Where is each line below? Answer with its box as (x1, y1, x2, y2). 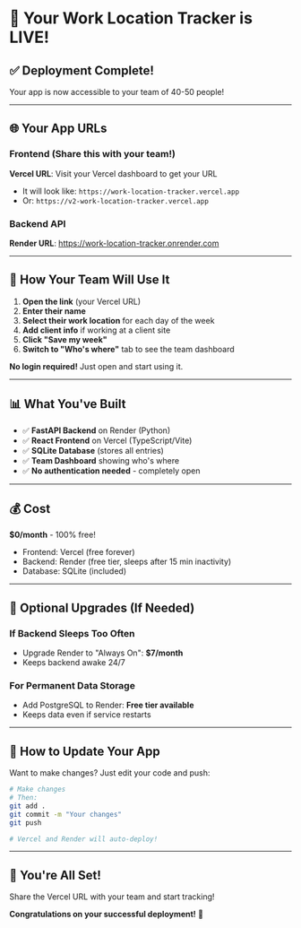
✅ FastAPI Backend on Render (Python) (21, 425, 171, 436)
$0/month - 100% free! (9, 529, 96, 541)
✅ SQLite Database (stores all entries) (21, 445, 164, 455)
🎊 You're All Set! (9, 867, 101, 882)
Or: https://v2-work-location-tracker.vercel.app (21, 195, 209, 205)
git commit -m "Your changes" (9, 810, 123, 819)
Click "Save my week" (21, 334, 107, 344)
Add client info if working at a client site (21, 325, 171, 335)
